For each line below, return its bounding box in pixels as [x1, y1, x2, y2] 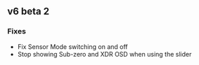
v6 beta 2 [7, 6, 50, 17]
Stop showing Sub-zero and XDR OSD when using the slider [17, 50, 192, 58]
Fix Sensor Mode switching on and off [17, 42, 128, 51]
